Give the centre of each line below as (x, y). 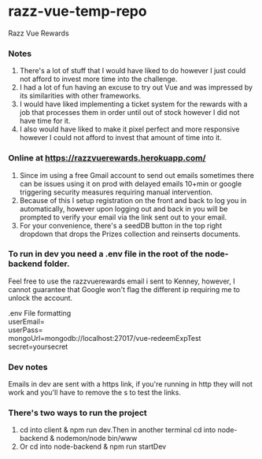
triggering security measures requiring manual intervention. (116, 192)
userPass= (26, 330)
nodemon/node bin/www (97, 439)
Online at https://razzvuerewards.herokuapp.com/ (107, 158)
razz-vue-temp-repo (77, 11)
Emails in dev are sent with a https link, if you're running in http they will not (131, 384)
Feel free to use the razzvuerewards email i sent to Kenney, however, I (122, 281)
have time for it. (45, 121)
